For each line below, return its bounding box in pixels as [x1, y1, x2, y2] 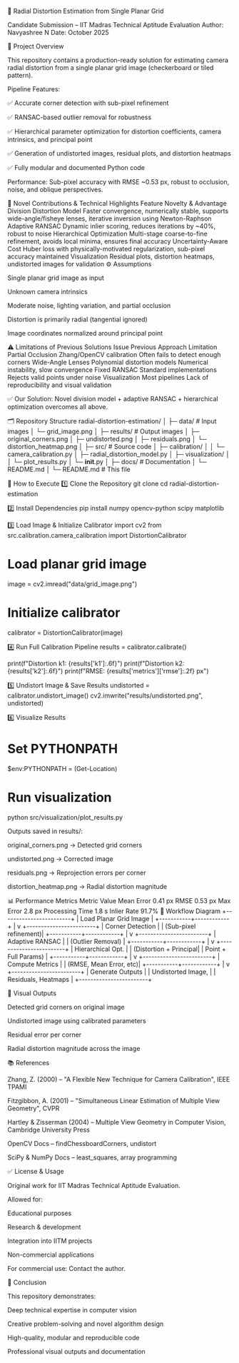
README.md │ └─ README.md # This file [7, 465, 131, 473]
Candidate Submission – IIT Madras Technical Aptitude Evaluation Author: [7, 21, 224, 29]
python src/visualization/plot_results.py [7, 813, 123, 821]
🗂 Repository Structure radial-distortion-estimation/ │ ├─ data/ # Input [7, 417, 217, 425]
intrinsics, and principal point [7, 136, 93, 144]
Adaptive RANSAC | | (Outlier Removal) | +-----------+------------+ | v [7, 937, 215, 945]
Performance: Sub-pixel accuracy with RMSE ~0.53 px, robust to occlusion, [7, 178, 230, 186]
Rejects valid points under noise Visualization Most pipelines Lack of [7, 373, 209, 381]
